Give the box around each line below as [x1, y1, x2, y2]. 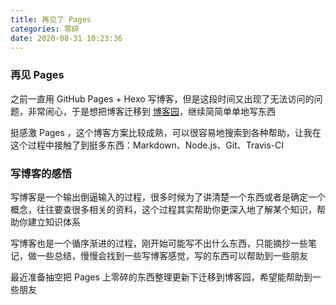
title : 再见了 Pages [10, 14, 92, 25]
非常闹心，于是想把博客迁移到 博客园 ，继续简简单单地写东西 [27, 105, 276, 117]
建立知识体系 [27, 216, 81, 228]
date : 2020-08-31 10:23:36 [10, 33, 123, 43]
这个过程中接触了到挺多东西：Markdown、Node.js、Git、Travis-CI [10, 139, 284, 151]
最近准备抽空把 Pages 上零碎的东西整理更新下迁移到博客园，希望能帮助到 [10, 271, 313, 283]
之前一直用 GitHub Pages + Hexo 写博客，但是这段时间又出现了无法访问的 [10, 92, 315, 105]
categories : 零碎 [10, 24, 80, 34]
